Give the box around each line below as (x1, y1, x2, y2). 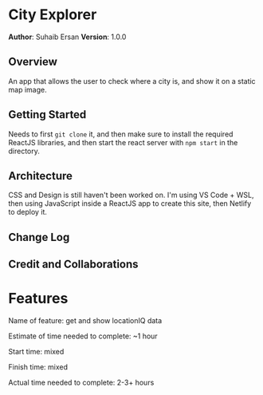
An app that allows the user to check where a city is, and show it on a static (8, 76, 257, 85)
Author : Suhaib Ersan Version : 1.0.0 (8, 32, 127, 41)
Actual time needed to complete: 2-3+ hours (8, 377, 155, 388)
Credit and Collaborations (8, 258, 139, 271)
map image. (8, 85, 47, 94)
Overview (8, 55, 58, 69)
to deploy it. (8, 207, 48, 217)
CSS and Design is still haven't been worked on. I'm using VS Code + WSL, (8, 190, 254, 200)
